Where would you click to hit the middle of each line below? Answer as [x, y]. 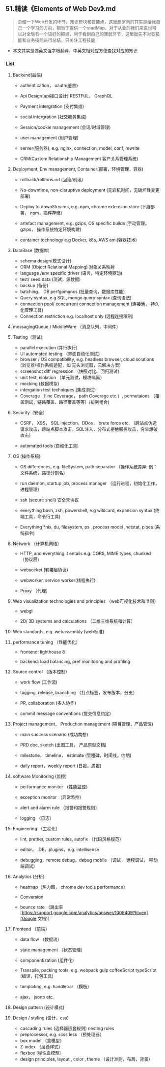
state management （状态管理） [53, 950]
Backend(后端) [27, 75]
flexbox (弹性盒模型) [41, 1053]
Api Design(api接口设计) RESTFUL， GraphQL [66, 96]
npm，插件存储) [46, 213]
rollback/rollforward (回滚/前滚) [51, 180]
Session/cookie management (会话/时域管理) [65, 128]
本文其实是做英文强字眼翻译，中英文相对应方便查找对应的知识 [75, 50]
